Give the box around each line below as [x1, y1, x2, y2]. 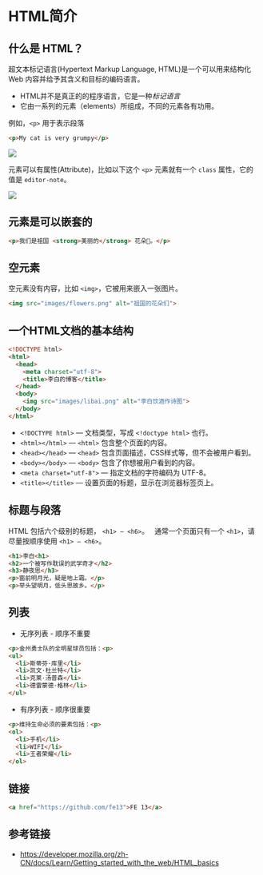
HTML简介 [8, 7, 78, 26]
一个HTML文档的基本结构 [8, 324, 134, 337]
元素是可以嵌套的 [8, 215, 93, 229]
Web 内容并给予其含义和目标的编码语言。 [8, 74, 145, 84]
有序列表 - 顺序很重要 [19, 704, 91, 714]
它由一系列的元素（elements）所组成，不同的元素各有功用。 [19, 101, 219, 110]
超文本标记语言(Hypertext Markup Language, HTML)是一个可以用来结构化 [8, 65, 252, 74]
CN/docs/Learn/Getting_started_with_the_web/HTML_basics [19, 857, 220, 867]
